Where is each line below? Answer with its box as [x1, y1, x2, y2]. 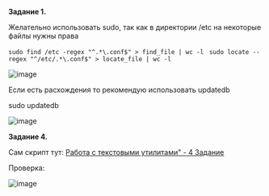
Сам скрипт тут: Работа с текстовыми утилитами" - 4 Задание [8, 148, 225, 156]
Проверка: [8, 163, 45, 173]
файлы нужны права [8, 31, 79, 40]
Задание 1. [8, 7, 47, 16]
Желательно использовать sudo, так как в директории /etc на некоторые [8, 23, 262, 31]
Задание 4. [8, 132, 48, 141]
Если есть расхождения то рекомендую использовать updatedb [8, 85, 230, 94]
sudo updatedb [8, 101, 59, 110]
